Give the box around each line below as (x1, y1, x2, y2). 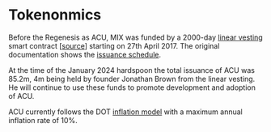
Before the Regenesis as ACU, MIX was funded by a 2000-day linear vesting (8, 32, 263, 42)
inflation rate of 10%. (8, 115, 78, 125)
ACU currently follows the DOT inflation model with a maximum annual (8, 107, 243, 117)
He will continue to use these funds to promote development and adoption (8, 83, 256, 92)
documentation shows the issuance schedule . (8, 49, 162, 59)
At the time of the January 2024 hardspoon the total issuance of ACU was (8, 65, 255, 75)
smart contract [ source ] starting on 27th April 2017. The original (8, 40, 220, 50)
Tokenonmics (8, 6, 102, 24)
